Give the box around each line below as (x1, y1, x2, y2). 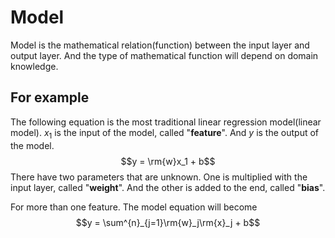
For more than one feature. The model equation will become (10, 201, 258, 213)
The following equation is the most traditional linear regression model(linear (10, 116, 322, 128)
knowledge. (10, 60, 59, 72)
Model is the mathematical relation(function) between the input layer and (10, 39, 310, 51)
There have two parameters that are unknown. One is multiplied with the (10, 171, 308, 183)
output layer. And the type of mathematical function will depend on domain (10, 49, 319, 61)
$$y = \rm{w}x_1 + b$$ (120, 155, 216, 167)
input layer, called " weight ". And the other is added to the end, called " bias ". (10, 181, 326, 193)
